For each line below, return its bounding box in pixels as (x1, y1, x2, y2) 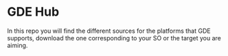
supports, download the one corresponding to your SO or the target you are (7, 33, 221, 42)
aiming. (7, 41, 28, 49)
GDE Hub (7, 4, 60, 20)
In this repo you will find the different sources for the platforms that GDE (7, 27, 211, 35)
